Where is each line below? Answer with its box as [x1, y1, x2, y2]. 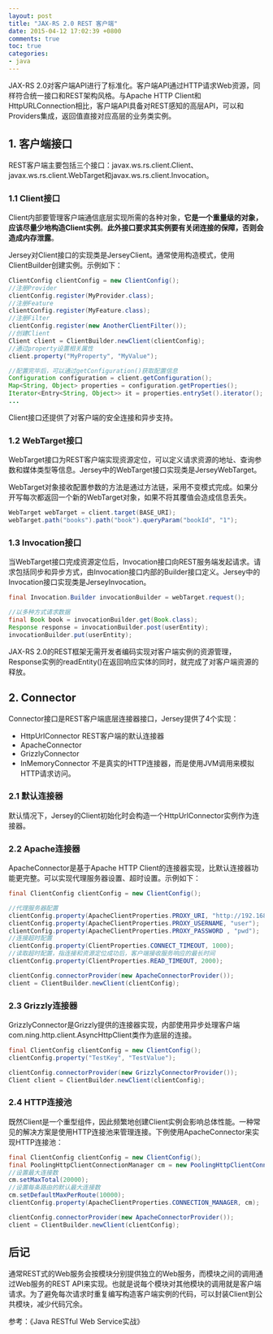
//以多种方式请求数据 [8, 609, 71, 617]
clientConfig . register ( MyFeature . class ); [8, 306, 151, 315]
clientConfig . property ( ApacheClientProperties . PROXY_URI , [8, 912, 209, 920]
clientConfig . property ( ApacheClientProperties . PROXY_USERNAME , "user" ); [8, 919, 260, 927]
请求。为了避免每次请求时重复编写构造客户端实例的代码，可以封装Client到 [8, 1289, 256, 1298]
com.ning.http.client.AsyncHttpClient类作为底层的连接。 [8, 1030, 197, 1040]
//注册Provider [8, 284, 58, 292]
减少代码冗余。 [36, 1299, 87, 1309]
